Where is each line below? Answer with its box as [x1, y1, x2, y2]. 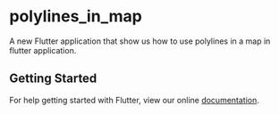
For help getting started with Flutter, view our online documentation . [9, 94, 259, 105]
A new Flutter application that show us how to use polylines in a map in [9, 36, 271, 46]
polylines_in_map [9, 6, 143, 27]
